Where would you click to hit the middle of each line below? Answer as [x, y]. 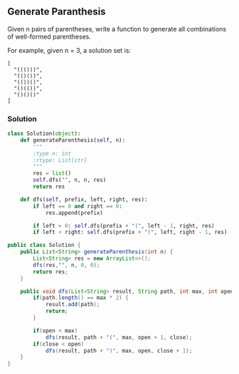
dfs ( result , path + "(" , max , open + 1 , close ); [119, 337]
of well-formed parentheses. [49, 36]
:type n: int [52, 153]
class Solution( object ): [44, 134]
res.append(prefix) [74, 213]
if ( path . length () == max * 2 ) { [81, 298]
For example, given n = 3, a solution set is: [69, 50]
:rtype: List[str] [60, 160]
